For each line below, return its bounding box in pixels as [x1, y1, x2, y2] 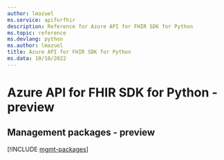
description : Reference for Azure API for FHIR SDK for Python [7, 23, 194, 30]
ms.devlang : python [7, 36, 64, 43]
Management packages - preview [7, 127, 156, 139]
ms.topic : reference [7, 29, 67, 37]
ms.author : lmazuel [7, 42, 64, 49]
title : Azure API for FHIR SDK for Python [7, 49, 131, 56]
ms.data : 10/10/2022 [7, 55, 67, 62]
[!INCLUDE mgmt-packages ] [7, 145, 88, 153]
